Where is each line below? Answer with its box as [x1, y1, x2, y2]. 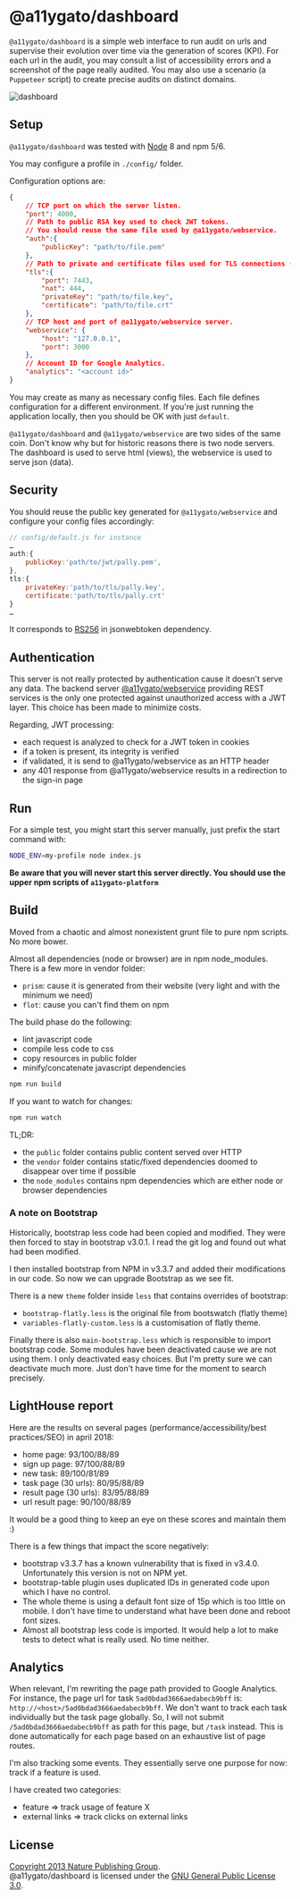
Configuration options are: [9, 175, 106, 186]
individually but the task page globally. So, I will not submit [9, 1712, 225, 1723]
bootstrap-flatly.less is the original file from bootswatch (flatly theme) [21, 1307, 288, 1318]
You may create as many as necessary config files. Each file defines [9, 392, 261, 402]
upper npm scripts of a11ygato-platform [9, 876, 159, 887]
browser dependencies [21, 1185, 108, 1195]
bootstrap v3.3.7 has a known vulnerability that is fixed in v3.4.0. [21, 1557, 260, 1568]
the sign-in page [21, 775, 83, 786]
